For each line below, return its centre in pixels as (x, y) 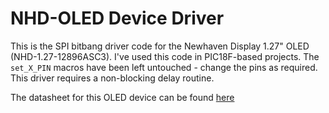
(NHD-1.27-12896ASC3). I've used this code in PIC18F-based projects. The (165, 56)
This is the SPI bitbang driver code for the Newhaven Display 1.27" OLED (160, 46)
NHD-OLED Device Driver (117, 18)
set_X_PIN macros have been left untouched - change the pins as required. (164, 67)
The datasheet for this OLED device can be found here (122, 97)
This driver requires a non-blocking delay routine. (112, 78)
